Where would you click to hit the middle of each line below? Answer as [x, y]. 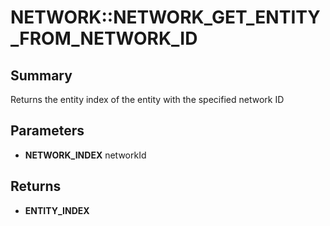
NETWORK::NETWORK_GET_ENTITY [165, 17]
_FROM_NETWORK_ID [104, 38]
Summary [41, 75]
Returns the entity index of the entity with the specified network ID [147, 99]
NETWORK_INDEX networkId [85, 155]
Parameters [47, 131]
